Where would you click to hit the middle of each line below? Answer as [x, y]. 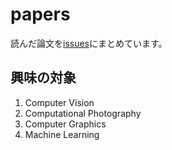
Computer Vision [59, 102]
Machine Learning [62, 134]
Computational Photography [83, 113]
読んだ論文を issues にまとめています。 [89, 43]
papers [40, 14]
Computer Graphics [65, 124]
